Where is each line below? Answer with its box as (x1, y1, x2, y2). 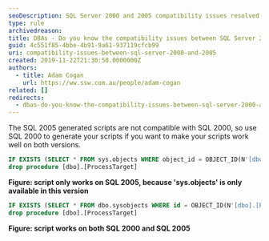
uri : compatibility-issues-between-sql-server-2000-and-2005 (8, 49, 217, 57)
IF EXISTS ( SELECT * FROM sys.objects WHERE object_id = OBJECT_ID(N (8, 155, 246, 164)
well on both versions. (8, 140, 82, 150)
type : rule (8, 19, 45, 27)
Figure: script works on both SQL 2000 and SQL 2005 (8, 223, 191, 233)
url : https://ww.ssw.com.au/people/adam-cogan (22, 78, 181, 86)
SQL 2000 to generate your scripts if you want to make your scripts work (8, 131, 250, 141)
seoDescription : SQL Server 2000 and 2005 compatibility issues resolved (8, 11, 260, 20)
